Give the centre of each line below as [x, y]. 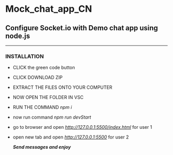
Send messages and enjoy [42, 147]
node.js [18, 36]
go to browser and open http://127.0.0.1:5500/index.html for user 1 [82, 127]
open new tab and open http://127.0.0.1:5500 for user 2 [71, 137]
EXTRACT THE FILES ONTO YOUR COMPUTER [62, 87]
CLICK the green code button [44, 68]
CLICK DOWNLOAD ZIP [38, 77]
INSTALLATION [25, 56]
